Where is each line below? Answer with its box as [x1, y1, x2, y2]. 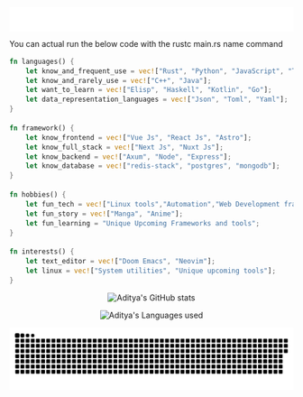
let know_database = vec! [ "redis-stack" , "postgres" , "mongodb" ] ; [25, 162, 280, 171]
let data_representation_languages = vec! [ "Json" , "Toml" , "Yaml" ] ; [25, 95, 289, 105]
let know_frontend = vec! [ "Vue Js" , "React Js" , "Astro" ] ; [25, 133, 252, 142]
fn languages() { [9, 57, 75, 66]
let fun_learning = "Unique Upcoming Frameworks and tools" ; [25, 218, 260, 227]
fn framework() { [9, 124, 75, 133]
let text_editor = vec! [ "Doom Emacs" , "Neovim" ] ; [25, 257, 216, 266]
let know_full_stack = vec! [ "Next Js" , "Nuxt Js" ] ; [25, 143, 224, 152]
